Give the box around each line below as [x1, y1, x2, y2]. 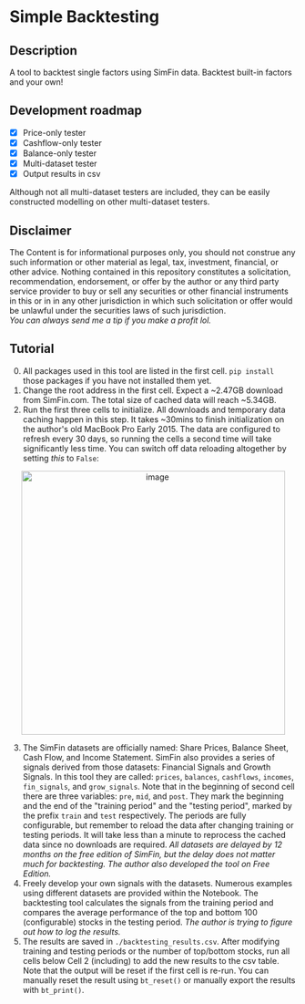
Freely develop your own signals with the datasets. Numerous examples [22, 877, 293, 888]
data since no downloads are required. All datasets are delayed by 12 [22, 839, 283, 850]
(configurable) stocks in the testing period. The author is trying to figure [22, 916, 293, 927]
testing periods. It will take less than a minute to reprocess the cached [22, 829, 287, 840]
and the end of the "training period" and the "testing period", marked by [22, 800, 293, 811]
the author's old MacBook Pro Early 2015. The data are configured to [22, 423, 280, 434]
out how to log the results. [22, 926, 121, 937]
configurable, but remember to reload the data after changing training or [22, 819, 294, 831]
